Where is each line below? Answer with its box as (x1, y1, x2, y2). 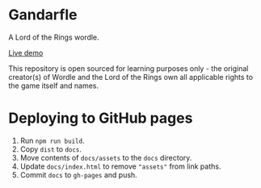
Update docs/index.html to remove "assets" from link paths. (19, 161, 221, 171)
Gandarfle (8, 6, 78, 24)
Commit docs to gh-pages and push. (19, 169, 137, 179)
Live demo (8, 48, 44, 57)
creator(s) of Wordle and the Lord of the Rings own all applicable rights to (8, 72, 253, 81)
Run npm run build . (19, 136, 85, 145)
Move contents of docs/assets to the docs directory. (19, 152, 192, 162)
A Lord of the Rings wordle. (8, 32, 99, 42)
